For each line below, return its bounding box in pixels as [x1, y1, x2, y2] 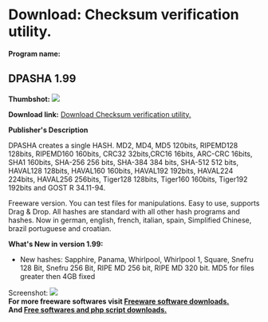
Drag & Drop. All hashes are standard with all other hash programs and [8, 206, 241, 216]
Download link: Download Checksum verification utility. [8, 109, 191, 119]
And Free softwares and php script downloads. [8, 304, 167, 314]
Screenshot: [8, 288, 49, 297]
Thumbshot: [8, 94, 50, 104]
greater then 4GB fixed [19, 271, 96, 281]
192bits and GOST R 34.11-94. [8, 183, 106, 192]
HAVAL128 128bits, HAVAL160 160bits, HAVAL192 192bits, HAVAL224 [8, 166, 234, 175]
